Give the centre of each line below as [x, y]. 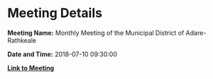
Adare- [196, 33]
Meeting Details [55, 13]
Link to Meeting [31, 68]
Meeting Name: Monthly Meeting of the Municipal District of [96, 33]
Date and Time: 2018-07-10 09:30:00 [62, 54]
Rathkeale [22, 40]
